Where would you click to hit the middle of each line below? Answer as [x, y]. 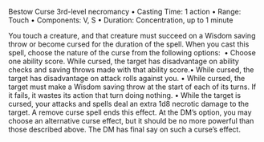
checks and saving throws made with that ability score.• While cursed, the [131, 70]
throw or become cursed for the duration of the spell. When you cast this [129, 44]
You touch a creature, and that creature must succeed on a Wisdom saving [132, 36]
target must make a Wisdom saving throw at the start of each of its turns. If [132, 87]
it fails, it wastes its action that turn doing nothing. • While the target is [125, 95]
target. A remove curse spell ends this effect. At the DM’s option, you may [130, 112]
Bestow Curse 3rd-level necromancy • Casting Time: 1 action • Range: [125, 12]
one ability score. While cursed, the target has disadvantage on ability [124, 61]
